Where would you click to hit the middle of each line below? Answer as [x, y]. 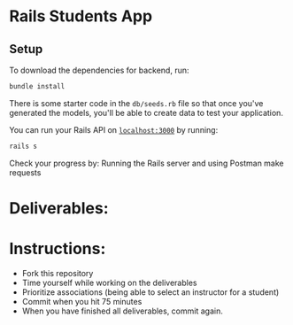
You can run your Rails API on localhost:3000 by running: [114, 129]
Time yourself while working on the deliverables [109, 282]
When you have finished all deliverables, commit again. [122, 311]
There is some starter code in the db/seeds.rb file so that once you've [136, 103]
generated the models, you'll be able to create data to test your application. [146, 112]
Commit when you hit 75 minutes [82, 301]
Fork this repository [58, 273]
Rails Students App [81, 16]
